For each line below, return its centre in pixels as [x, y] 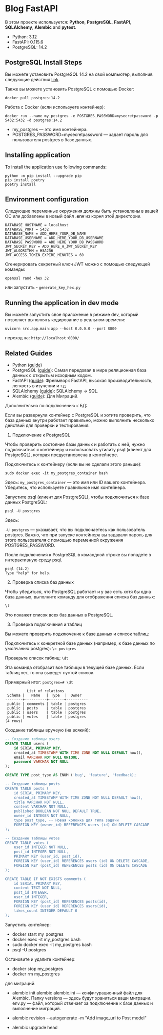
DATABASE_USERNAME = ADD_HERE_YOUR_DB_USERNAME [54, 238]
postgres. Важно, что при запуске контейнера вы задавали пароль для [79, 535]
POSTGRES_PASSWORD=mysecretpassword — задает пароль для [80, 134]
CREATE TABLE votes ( [27, 843]
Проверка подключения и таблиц [47, 624]
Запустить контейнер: [28, 925]
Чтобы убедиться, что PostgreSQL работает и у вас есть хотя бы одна [78, 592]
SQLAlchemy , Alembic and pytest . [41, 27]
